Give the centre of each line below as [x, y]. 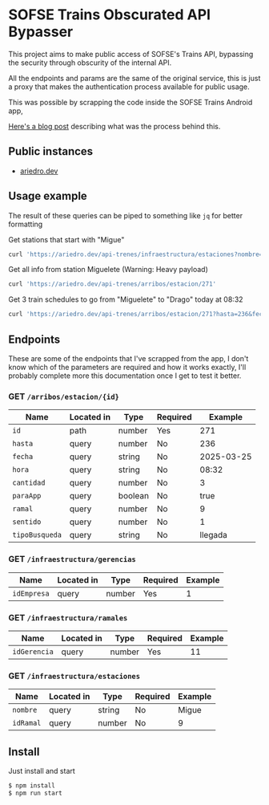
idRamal [27, 723]
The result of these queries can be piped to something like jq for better [125, 215]
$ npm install [32, 786]
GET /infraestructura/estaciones [74, 676]
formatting [26, 224]
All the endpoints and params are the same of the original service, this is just [134, 78]
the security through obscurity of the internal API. [90, 63]
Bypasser [41, 32]
